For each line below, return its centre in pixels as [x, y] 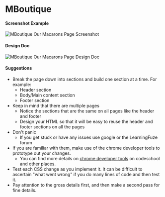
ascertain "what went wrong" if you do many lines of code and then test [86, 174]
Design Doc [17, 45]
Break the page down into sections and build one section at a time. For [84, 79]
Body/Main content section [47, 95]
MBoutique [28, 9]
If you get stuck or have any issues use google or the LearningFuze [89, 137]
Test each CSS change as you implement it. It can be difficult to [77, 169]
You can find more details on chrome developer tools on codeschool [90, 158]
